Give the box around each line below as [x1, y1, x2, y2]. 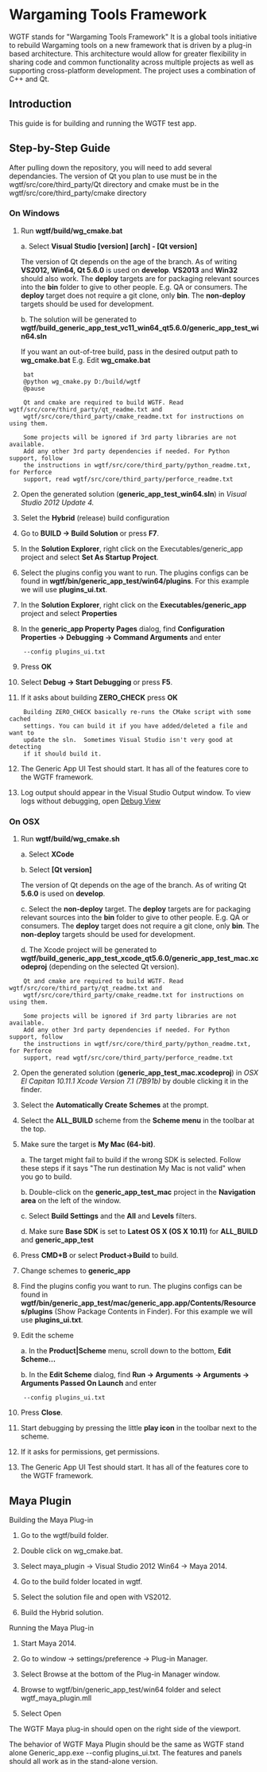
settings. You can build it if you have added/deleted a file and [23, 722, 248, 730]
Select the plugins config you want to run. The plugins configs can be [20, 568, 249, 577]
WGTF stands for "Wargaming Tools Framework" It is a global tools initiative [9, 32, 257, 41]
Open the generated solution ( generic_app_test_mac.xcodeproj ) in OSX [20, 1068, 259, 1078]
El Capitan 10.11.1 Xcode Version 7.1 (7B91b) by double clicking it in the [20, 1076, 249, 1086]
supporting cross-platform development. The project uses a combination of [9, 65, 257, 75]
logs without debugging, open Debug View [20, 796, 161, 806]
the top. [20, 1124, 47, 1134]
